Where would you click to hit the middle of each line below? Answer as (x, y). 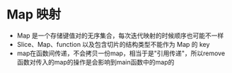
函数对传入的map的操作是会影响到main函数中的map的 (95, 62)
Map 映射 (34, 15)
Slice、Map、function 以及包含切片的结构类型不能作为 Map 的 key (113, 44)
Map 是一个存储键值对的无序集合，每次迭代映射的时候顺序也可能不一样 (120, 35)
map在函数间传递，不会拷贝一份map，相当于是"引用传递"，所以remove (121, 53)
